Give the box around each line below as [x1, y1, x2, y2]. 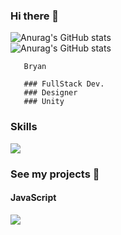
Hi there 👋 [10, 9, 60, 23]
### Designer [23, 88, 78, 98]
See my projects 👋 [10, 167, 100, 181]
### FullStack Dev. [23, 79, 105, 89]
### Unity [23, 97, 65, 107]
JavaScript [10, 192, 57, 204]
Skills [10, 120, 38, 134]
